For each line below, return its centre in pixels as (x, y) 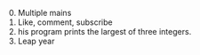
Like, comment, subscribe (65, 22)
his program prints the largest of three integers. (104, 31)
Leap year (36, 41)
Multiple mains (44, 13)
